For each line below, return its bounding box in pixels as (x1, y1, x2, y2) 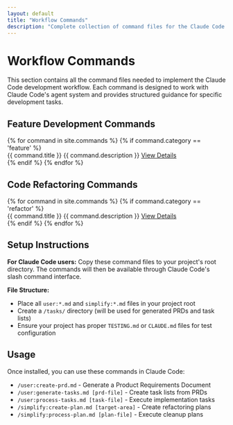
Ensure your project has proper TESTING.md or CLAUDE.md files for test (17, 321, 213, 329)
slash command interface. (7, 272, 82, 281)
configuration (17, 329, 56, 337)
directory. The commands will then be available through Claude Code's (7, 265, 210, 273)
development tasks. (7, 98, 64, 106)
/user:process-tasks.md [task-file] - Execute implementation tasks (17, 395, 215, 404)
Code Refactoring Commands (7, 178, 138, 191)
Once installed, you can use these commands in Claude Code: (7, 367, 185, 375)
